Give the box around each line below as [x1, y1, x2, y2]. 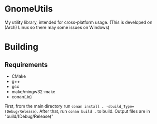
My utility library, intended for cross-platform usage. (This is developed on [4, 19, 153, 25]
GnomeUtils [4, 3, 53, 14]
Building [4, 41, 39, 53]
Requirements [4, 60, 48, 69]
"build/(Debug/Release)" [4, 113, 54, 119]
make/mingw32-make [11, 88, 56, 95]
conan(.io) [11, 94, 32, 99]
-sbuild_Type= [105, 104, 135, 109]
